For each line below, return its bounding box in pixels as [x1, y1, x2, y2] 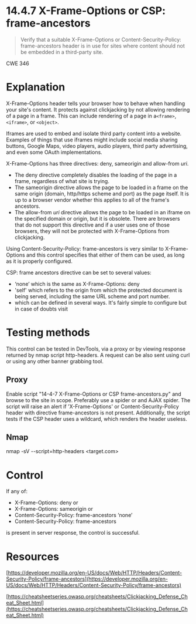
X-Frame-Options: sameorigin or [14, 505, 94, 512]
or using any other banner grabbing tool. [6, 357, 104, 365]
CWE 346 [6, 60, 29, 67]
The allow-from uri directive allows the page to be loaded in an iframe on [14, 208, 191, 215]
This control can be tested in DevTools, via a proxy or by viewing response [6, 345, 186, 352]
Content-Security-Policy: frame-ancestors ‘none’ [14, 512, 133, 519]
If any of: [6, 488, 28, 495]
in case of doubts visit [14, 305, 68, 312]
